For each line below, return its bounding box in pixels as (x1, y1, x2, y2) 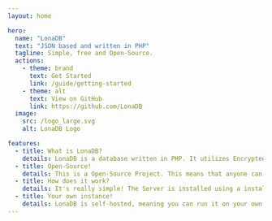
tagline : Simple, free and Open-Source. (15, 50, 153, 58)
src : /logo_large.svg (22, 117, 95, 126)
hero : (7, 26, 26, 35)
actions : (15, 57, 45, 65)
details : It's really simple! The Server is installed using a (22, 184, 241, 193)
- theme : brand (22, 64, 74, 73)
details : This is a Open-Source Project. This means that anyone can (22, 170, 263, 178)
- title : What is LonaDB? (15, 147, 103, 155)
